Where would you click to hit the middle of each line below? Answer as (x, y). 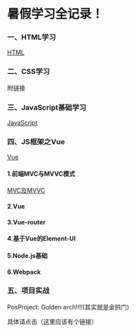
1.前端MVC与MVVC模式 (41, 174)
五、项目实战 (29, 291)
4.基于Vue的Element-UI (42, 239)
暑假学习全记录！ (56, 14)
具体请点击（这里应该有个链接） (52, 321)
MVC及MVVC (26, 190)
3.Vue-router (26, 222)
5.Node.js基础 (27, 255)
